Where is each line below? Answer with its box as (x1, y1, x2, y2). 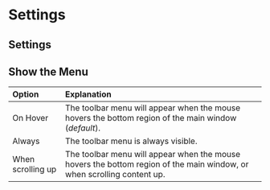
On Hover (12, 113, 49, 124)
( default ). (65, 122, 100, 134)
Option (12, 89, 39, 100)
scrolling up (12, 163, 57, 175)
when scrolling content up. (65, 169, 166, 180)
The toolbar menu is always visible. (65, 135, 198, 147)
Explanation (65, 89, 112, 100)
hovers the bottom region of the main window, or (65, 159, 249, 170)
